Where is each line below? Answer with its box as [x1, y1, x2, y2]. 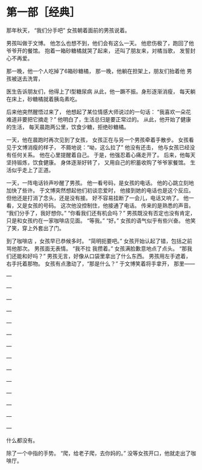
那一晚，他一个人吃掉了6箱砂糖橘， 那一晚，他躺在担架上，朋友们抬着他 [6, 67, 186, 74]
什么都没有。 [6, 436, 38, 444]
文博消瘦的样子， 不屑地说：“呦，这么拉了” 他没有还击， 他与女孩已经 [16, 143, 190, 151]
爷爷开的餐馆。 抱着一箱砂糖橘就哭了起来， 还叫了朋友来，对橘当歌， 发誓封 [6, 47, 196, 54]
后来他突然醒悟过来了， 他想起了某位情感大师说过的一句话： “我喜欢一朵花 [6, 108, 192, 115]
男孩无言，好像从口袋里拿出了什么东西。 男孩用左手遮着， [47, 252, 192, 260]
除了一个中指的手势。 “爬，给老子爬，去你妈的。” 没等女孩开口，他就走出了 [6, 449, 191, 457]
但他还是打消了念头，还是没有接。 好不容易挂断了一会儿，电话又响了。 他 [6, 194, 189, 201]
